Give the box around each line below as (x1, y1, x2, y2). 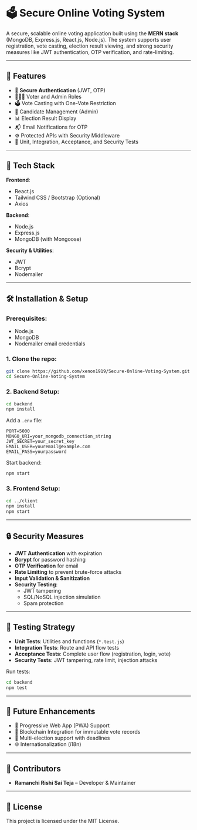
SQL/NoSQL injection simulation (23, 593, 101, 600)
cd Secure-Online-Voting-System (6, 374, 85, 379)
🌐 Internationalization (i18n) (14, 741, 81, 748)
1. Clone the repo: (6, 355, 57, 363)
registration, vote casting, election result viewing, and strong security (6, 42, 174, 49)
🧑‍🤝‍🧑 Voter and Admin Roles (14, 93, 82, 100)
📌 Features (6, 71, 46, 81)
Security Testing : (14, 581, 57, 588)
